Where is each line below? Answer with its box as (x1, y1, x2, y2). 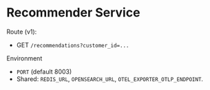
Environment (6, 54, 43, 63)
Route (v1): (6, 27, 37, 36)
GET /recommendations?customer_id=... (16, 41, 129, 49)
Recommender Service (6, 5, 140, 21)
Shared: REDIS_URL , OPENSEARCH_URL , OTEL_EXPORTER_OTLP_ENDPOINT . (16, 74, 204, 83)
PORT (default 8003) (16, 67, 72, 76)
